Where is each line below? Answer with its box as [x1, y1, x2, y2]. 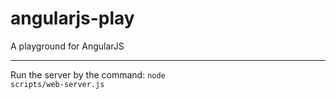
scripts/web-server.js [10, 79, 105, 89]
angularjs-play [10, 7, 135, 30]
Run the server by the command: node [10, 68, 166, 81]
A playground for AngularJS [10, 40, 125, 52]
